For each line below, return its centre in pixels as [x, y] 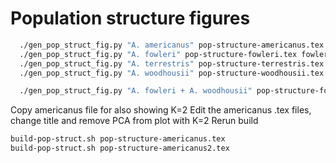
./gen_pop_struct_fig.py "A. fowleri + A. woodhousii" [136, 91]
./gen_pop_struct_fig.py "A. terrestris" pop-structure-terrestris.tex [172, 63]
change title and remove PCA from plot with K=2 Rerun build [134, 121]
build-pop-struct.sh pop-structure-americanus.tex [118, 139]
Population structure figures [130, 18]
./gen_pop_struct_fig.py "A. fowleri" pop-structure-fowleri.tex [158, 54]
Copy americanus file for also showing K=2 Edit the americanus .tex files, [161, 110]
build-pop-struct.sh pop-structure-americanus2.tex [120, 148]
